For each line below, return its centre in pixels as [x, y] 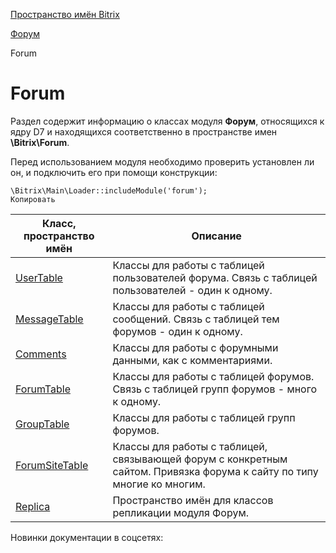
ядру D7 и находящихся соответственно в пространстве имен [144, 131]
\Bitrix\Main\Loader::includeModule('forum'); [109, 190]
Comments [41, 354]
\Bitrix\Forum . [40, 142]
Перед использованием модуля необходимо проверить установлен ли [162, 161]
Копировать [33, 199]
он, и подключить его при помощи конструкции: [114, 172]
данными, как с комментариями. [192, 360]
